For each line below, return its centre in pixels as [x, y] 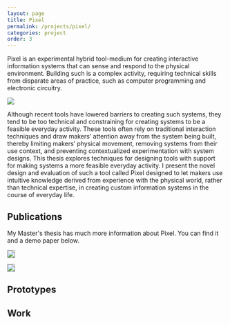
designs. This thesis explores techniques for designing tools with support [111, 159]
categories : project [37, 33]
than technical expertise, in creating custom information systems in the [108, 188]
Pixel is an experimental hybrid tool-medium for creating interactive [103, 59]
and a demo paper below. [44, 240]
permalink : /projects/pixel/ [49, 26]
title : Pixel [26, 20]
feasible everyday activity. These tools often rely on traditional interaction [112, 129]
